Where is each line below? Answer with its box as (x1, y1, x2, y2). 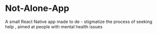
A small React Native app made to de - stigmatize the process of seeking (5, 19, 153, 24)
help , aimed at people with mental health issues (5, 23, 103, 29)
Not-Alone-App (5, 3, 70, 14)
